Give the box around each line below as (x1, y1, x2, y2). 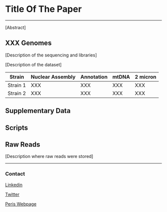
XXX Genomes (5, 39, 52, 48)
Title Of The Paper (5, 3, 82, 15)
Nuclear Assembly (30, 73, 76, 80)
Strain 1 (7, 82, 26, 89)
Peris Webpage (5, 201, 37, 207)
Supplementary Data (5, 106, 71, 115)
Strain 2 (7, 90, 26, 97)
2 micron (135, 73, 157, 80)
